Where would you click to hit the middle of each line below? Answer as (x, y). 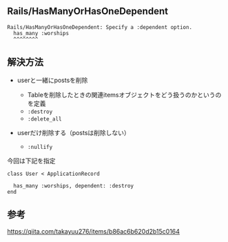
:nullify (40, 147)
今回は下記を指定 (31, 161)
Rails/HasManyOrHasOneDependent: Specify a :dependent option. (100, 27)
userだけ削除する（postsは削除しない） (74, 132)
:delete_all (44, 119)
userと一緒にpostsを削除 (52, 80)
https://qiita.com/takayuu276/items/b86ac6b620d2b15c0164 (94, 232)
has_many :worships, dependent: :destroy (74, 185)
